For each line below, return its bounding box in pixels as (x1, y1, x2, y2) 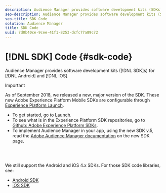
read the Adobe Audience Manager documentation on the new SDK (12, 132, 150, 138)
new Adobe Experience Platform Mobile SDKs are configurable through (5, 97, 150, 103)
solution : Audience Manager (5, 21, 63, 26)
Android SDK (12, 177, 39, 183)
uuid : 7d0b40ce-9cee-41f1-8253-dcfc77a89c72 (5, 30, 98, 35)
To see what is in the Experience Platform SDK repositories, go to (12, 117, 145, 123)
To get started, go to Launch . (12, 112, 72, 118)
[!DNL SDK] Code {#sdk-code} (5, 51, 132, 63)
